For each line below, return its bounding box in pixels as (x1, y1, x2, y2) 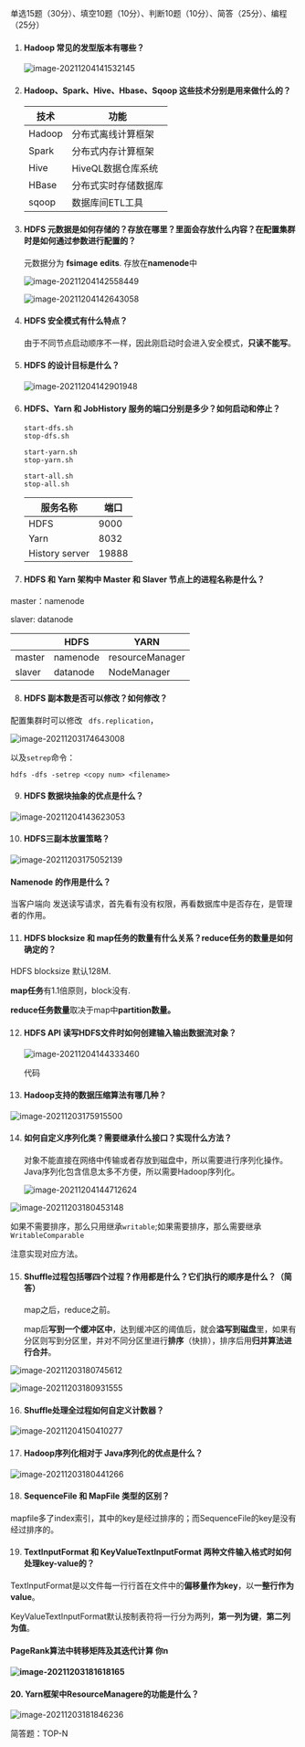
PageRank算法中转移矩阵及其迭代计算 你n (10, 1645, 169, 1656)
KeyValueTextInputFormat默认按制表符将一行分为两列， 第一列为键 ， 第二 (10, 1611, 283, 1622)
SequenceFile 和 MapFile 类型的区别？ (23, 1490, 170, 1501)
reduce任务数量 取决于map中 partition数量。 (10, 1004, 176, 1016)
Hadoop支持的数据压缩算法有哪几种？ (23, 1090, 167, 1101)
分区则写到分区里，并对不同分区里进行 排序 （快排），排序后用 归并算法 (23, 1335, 284, 1346)
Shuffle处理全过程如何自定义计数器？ (23, 1404, 165, 1415)
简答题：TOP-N (10, 1728, 68, 1739)
